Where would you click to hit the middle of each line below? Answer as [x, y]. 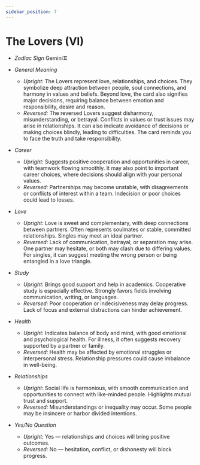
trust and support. [46, 400]
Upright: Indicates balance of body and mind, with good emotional [105, 333]
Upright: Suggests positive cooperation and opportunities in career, [106, 162]
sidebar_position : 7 [31, 12]
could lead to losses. [49, 200]
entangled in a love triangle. [57, 261]
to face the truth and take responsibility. [72, 138]
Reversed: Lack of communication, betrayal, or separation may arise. [108, 242]
